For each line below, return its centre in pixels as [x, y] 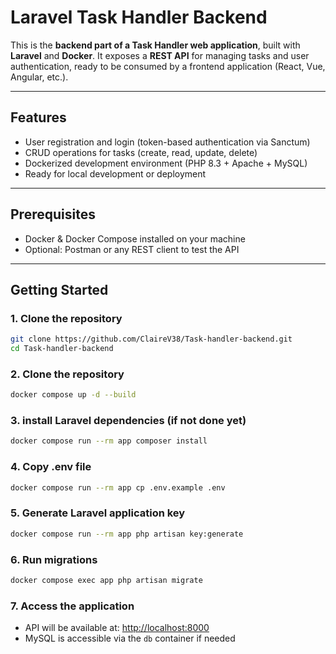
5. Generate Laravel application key [98, 513]
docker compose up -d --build [73, 395]
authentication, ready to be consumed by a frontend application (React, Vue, [168, 66]
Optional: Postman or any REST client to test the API [132, 249]
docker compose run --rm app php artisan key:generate [127, 534]
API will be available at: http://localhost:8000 [117, 628]
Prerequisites [53, 214]
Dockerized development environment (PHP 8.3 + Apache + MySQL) [166, 163]
